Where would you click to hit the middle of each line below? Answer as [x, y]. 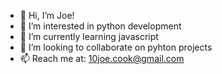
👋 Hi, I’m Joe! [47, 15]
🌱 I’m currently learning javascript [89, 36]
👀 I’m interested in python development [100, 26]
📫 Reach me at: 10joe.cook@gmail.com [102, 58]
